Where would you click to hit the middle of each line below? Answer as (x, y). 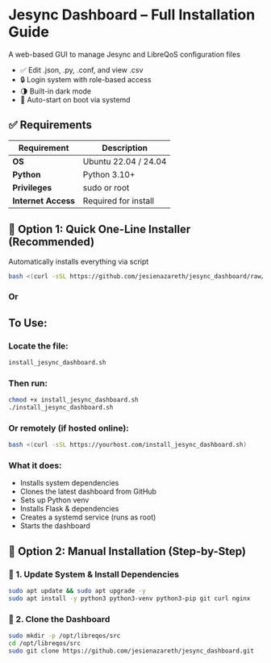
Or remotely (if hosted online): (69, 427)
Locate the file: (38, 346)
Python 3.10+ (109, 174)
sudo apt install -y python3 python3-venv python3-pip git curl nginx (129, 598)
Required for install (119, 201)
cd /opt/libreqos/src (45, 644)
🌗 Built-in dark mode (56, 91)
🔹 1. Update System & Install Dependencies (94, 574)
